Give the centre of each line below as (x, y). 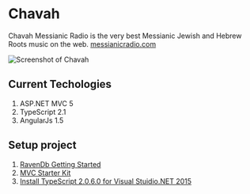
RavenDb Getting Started (60, 164)
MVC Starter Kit (45, 173)
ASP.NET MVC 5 (46, 103)
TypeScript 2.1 (43, 112)
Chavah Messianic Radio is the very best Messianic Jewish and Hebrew (125, 36)
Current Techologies (60, 84)
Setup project (42, 145)
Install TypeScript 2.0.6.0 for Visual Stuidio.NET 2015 (106, 181)
